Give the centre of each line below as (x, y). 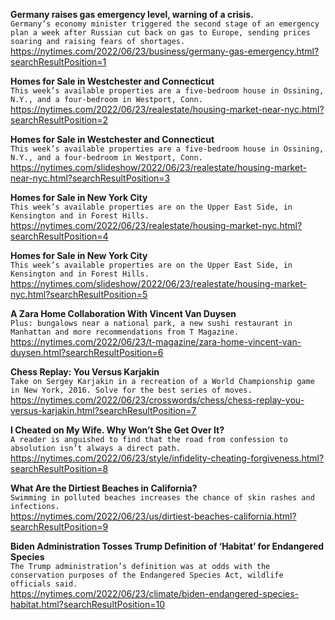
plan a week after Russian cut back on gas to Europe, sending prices (160, 33)
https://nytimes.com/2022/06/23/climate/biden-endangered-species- (155, 593)
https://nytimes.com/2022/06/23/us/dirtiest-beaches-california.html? (153, 516)
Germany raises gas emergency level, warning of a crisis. (132, 14)
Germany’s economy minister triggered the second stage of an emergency (165, 24)
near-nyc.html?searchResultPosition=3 (90, 178)
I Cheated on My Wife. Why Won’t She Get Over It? (117, 430)
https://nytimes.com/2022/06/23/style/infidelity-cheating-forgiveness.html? (167, 458)
